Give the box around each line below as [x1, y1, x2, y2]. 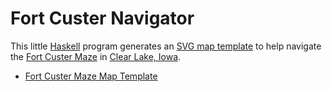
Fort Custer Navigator [10, 7, 195, 30]
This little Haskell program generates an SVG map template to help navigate [10, 40, 322, 52]
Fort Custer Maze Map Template [24, 70, 158, 82]
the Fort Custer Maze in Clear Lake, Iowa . [10, 50, 182, 62]
